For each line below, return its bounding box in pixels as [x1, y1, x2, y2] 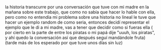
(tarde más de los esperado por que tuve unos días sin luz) [5, 40, 123, 45]
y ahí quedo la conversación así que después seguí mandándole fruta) [5, 35, 145, 40]
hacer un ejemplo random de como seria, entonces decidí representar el [5, 19, 149, 25]
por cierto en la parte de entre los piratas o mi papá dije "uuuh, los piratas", [5, 30, 155, 35]
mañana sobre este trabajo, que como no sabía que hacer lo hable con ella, [5, 9, 156, 15]
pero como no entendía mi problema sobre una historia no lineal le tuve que [5, 14, 156, 20]
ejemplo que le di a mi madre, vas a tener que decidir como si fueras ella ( [5, 25, 153, 30]
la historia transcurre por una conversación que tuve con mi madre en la [5, 4, 149, 10]
